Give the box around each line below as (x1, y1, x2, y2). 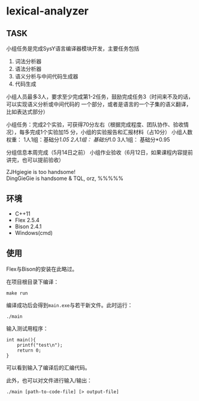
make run (6, 290, 28, 296)
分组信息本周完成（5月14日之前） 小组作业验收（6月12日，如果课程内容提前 (6, 149, 193, 156)
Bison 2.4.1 (14, 223, 42, 230)
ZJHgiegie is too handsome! (6, 169, 76, 175)
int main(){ (6, 337, 36, 343)
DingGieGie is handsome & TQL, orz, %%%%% (6, 175, 124, 182)
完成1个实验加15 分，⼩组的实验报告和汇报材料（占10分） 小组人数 (29, 128, 193, 135)
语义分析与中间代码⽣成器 (14, 73, 79, 79)
